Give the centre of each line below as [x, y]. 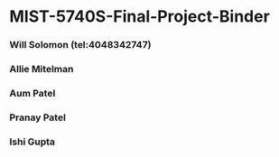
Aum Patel [33, 93]
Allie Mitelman [42, 69]
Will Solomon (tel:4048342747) [80, 45]
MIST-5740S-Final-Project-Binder [140, 17]
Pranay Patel [37, 117]
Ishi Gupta [33, 142]
